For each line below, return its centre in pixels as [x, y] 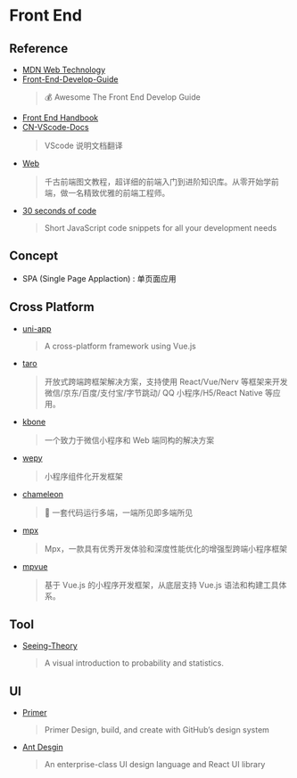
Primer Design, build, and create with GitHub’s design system [157, 730]
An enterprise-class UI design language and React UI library [155, 765]
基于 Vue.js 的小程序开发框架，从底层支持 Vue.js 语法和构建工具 [161, 585]
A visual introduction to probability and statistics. [134, 663]
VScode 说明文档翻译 [83, 145]
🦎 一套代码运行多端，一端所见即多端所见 [119, 512]
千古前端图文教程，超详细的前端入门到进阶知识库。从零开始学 [158, 182]
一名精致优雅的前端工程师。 [119, 193]
